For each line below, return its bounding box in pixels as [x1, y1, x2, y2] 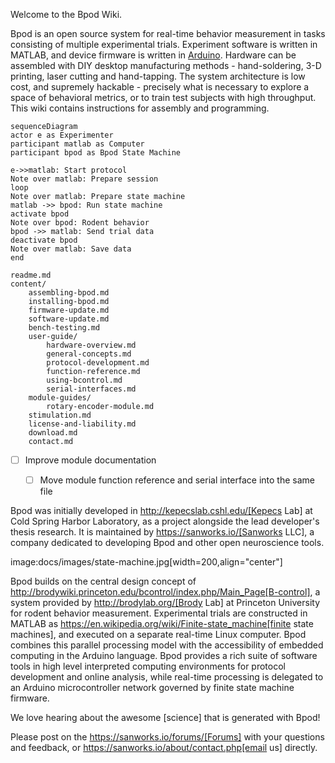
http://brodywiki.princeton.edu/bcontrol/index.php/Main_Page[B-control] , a [10, 586, 321, 598]
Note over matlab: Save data [10, 244, 132, 254]
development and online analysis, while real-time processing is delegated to [10, 671, 324, 683]
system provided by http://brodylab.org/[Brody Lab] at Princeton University [10, 597, 321, 609]
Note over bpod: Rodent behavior [10, 218, 150, 228]
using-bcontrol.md [46, 375, 123, 385]
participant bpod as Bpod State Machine [10, 148, 182, 158]
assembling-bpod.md [28, 288, 110, 298]
